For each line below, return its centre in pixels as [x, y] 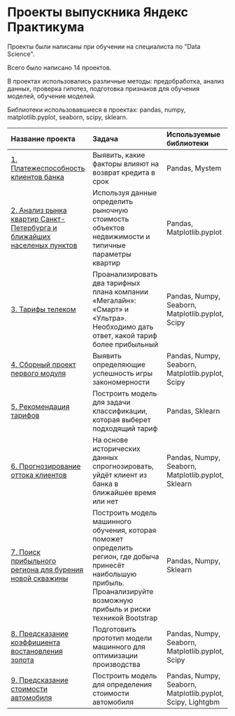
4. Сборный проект [43, 364]
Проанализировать [125, 274]
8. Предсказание [40, 633]
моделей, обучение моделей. [51, 96]
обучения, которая [124, 530]
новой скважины [40, 578]
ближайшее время [124, 492]
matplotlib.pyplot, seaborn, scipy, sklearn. [67, 117]
